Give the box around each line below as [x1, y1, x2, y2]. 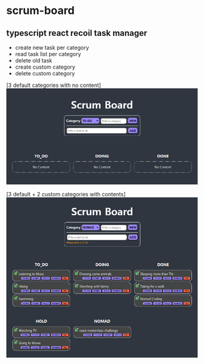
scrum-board [6, 4, 75, 18]
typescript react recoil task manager [6, 28, 148, 38]
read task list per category [15, 50, 81, 58]
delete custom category [15, 70, 75, 77]
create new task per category [15, 44, 89, 51]
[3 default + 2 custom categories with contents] [6, 190, 126, 197]
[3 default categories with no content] [6, 81, 101, 89]
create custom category [15, 63, 76, 70]
